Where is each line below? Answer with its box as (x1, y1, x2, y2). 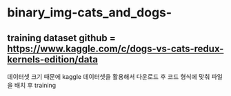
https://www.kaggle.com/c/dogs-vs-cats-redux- (7, 43, 224, 54)
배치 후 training (14, 81, 57, 89)
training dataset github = (7, 32, 116, 44)
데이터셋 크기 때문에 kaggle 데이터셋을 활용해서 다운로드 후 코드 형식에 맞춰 (7, 73, 210, 80)
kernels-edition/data (7, 53, 99, 65)
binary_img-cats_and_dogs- (7, 5, 172, 21)
